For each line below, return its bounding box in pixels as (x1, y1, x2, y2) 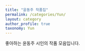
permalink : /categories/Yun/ (5, 12, 66, 17)
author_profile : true (5, 21, 50, 26)
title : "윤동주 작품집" (5, 7, 48, 12)
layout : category (5, 16, 41, 21)
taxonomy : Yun (5, 26, 35, 31)
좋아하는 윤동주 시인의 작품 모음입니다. (5, 40, 80, 46)
